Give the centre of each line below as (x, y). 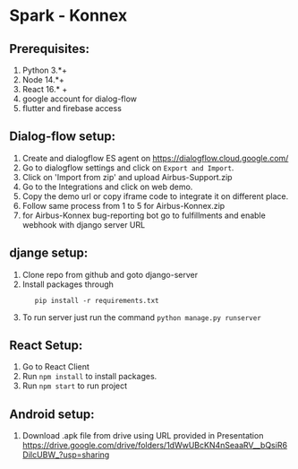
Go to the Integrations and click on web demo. (107, 187)
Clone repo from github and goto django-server (110, 274)
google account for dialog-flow (79, 99)
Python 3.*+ (44, 70)
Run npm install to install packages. (89, 377)
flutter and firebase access (72, 108)
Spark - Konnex (68, 16)
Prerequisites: (49, 49)
